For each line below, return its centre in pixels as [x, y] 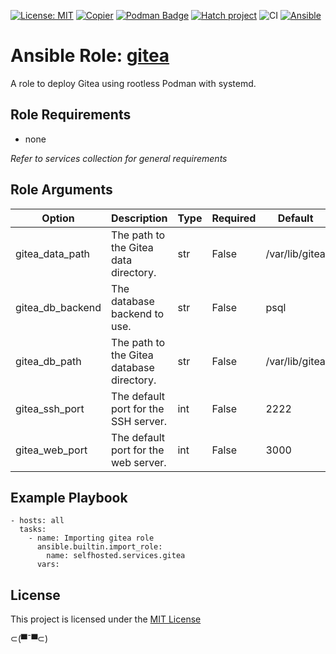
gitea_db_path [48, 361]
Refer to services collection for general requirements [119, 158]
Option [58, 218]
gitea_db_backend [58, 307]
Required [234, 218]
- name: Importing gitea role [91, 538]
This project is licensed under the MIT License [106, 619]
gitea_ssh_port [50, 408]
